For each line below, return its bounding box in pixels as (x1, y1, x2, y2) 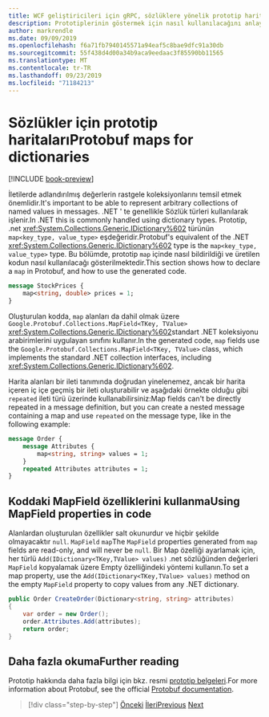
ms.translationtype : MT (8, 57, 88, 65)
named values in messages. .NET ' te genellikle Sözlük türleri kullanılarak (8, 206, 249, 217)
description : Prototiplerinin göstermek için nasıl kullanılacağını (8, 19, 242, 27)
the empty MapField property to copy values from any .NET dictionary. (8, 580, 239, 589)
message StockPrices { (8, 282, 84, 290)
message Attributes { (22, 442, 94, 450)
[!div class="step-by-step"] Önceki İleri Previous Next (27, 700, 204, 710)
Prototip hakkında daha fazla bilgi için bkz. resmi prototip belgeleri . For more (8, 676, 258, 686)
